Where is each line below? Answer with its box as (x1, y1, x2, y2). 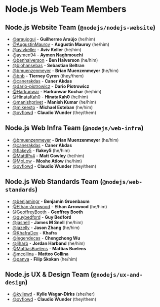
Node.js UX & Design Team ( (5, 270, 93, 279)
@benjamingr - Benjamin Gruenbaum (12, 198, 90, 204)
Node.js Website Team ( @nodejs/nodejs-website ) (5, 23, 156, 32)
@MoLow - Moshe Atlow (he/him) (12, 158, 82, 164)
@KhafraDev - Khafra (12, 230, 57, 235)
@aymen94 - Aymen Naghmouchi (12, 52, 83, 58)
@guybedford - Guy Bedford (12, 214, 72, 220)
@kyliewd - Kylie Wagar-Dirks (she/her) (12, 291, 95, 297)
